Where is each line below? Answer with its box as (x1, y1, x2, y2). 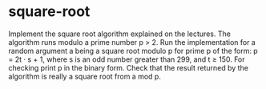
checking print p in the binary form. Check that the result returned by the (8, 63, 248, 72)
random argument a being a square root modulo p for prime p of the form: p (8, 46, 258, 55)
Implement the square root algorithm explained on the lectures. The (8, 29, 231, 38)
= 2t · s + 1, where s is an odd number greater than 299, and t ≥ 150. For (8, 55, 246, 64)
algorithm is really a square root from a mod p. (8, 71, 162, 81)
